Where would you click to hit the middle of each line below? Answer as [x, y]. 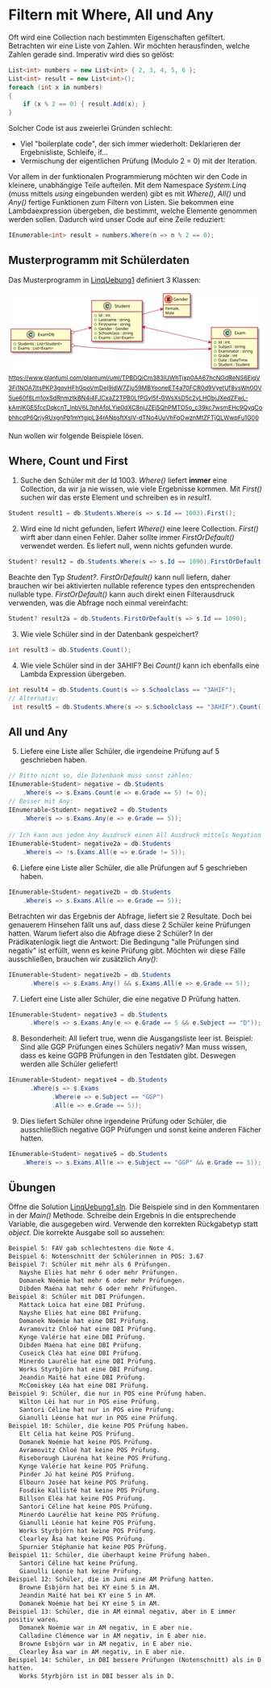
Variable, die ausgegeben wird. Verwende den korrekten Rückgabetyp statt [133, 1224]
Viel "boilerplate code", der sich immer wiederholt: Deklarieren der [130, 144]
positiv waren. [34, 1620]
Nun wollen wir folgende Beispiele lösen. [76, 436]
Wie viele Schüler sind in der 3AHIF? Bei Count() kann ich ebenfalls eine [140, 665]
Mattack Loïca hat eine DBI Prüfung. [83, 1305]
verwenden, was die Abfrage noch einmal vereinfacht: [98, 603]
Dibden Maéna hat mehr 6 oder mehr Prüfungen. [99, 1289]
